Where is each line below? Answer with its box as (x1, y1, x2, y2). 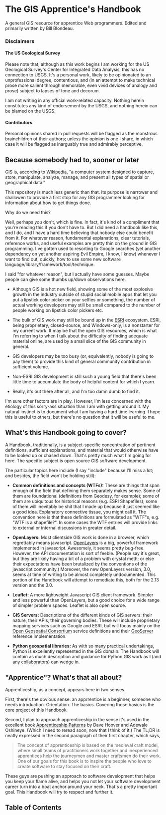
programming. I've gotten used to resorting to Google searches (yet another (5, 246, 161, 252)
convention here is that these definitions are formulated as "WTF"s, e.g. (12, 514, 160, 520)
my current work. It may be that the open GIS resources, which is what (12, 328, 157, 334)
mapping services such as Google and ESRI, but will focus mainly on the (12, 622, 161, 628)
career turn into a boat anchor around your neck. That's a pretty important (5, 784, 158, 790)
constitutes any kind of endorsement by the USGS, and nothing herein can (5, 103, 158, 109)
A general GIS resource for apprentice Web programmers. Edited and (5, 20, 147, 26)
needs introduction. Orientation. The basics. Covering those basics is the (5, 701, 155, 707)
